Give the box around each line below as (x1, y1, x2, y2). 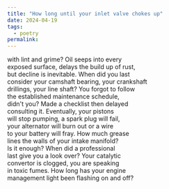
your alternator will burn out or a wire (7, 122, 113, 130)
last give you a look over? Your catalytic (7, 151, 122, 160)
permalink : (7, 36, 39, 43)
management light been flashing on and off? (7, 174, 134, 182)
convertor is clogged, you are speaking (7, 159, 120, 167)
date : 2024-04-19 (7, 17, 58, 24)
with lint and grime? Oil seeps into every (7, 55, 122, 63)
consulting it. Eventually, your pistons (7, 107, 115, 116)
